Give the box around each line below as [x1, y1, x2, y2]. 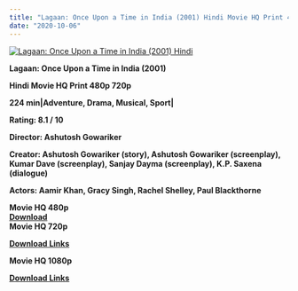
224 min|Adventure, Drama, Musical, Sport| [9, 97, 175, 107]
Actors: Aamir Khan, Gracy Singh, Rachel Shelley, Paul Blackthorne [9, 185, 262, 195]
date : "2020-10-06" [9, 21, 82, 30]
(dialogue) [9, 168, 49, 178]
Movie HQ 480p [9, 201, 69, 213]
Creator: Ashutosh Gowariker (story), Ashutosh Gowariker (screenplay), [9, 148, 281, 160]
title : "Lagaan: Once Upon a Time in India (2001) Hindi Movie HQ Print [9, 12, 284, 22]
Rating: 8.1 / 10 [9, 114, 64, 125]
